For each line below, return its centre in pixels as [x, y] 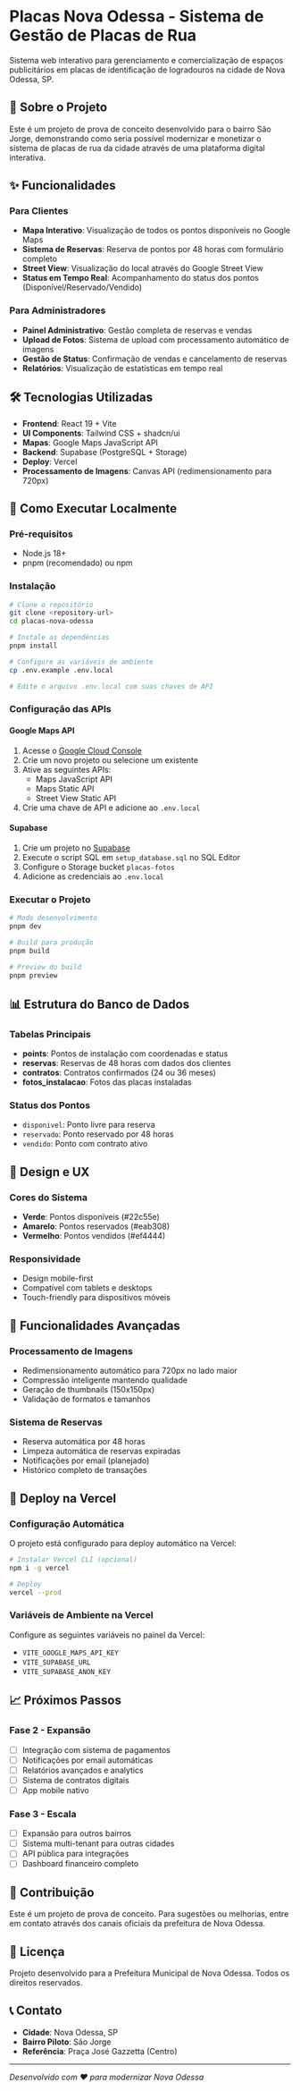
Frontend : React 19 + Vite [69, 423]
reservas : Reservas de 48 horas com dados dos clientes [127, 1063]
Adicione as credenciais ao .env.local [93, 876]
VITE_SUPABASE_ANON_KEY [67, 1672]
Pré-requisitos [41, 534]
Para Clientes [39, 211]
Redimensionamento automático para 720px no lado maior [130, 1371]
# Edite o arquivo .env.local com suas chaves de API [112, 686]
